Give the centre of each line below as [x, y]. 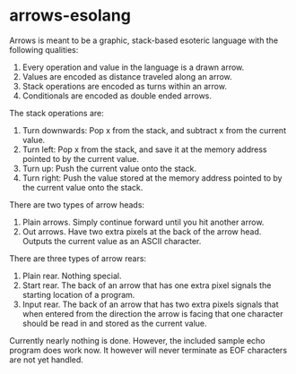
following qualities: [44, 49]
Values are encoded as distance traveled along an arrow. [127, 76]
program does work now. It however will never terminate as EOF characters [148, 350]
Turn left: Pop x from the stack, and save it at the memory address [144, 149]
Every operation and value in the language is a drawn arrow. [133, 67]
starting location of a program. [78, 294]
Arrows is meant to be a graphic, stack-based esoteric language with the [144, 40]
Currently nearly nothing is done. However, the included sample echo [137, 340]
